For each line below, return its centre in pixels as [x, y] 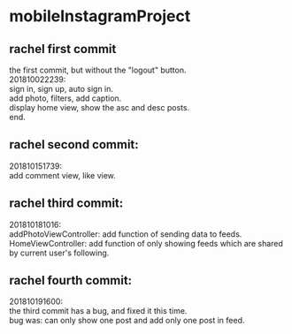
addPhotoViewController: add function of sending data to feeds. [126, 234]
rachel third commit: [66, 204]
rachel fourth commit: [71, 281]
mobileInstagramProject [100, 16]
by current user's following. [59, 253]
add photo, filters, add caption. [65, 98]
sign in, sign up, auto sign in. [61, 89]
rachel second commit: [74, 144]
